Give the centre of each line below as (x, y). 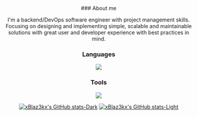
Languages (99, 54)
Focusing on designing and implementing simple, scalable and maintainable (99, 26)
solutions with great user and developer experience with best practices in (99, 32)
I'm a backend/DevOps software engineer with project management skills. (99, 20)
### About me (99, 8)
